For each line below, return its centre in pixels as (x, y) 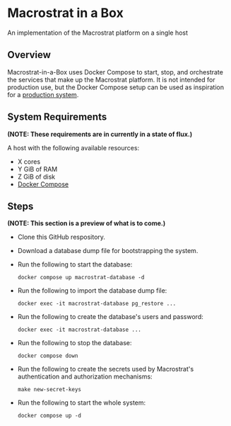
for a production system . (43, 94)
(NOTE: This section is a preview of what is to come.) (87, 223)
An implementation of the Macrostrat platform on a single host (98, 33)
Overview (29, 55)
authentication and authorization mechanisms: (85, 376)
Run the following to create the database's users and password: (110, 317)
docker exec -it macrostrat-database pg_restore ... (97, 304)
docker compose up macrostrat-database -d (81, 278)
